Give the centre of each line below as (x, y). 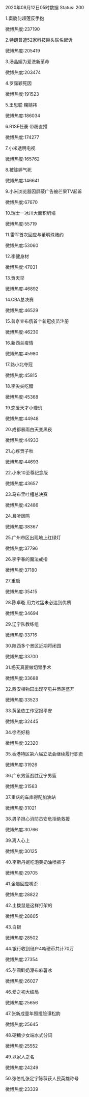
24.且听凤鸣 (18, 516)
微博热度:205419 (23, 51)
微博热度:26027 (22, 981)
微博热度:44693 (22, 462)
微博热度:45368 (22, 397)
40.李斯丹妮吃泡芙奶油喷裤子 (36, 862)
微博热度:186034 (23, 116)
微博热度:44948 (22, 418)
